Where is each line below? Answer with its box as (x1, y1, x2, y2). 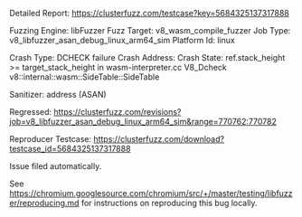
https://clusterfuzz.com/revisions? (53, 107, 182, 117)
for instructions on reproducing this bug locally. (80, 198, 258, 208)
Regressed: (9, 107, 52, 117)
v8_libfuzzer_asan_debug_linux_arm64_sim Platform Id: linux (9, 35, 235, 45)
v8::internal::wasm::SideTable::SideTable (9, 71, 160, 82)
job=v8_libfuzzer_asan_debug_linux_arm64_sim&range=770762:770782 (9, 117, 278, 127)
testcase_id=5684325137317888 (9, 144, 131, 154)
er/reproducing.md (9, 198, 80, 208)
